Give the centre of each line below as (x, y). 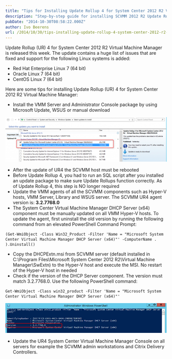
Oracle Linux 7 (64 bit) (36, 74)
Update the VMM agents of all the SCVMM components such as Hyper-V (90, 192)
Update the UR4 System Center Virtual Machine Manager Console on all (89, 341)
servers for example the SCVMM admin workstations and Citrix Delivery (89, 347)
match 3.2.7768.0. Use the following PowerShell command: (75, 281)
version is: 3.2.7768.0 (36, 203)
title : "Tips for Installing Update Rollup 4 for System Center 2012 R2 (84, 11)
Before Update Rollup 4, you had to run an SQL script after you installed (88, 175)
